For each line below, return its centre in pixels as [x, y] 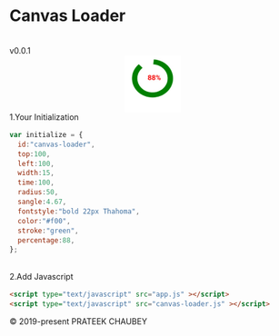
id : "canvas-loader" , [56, 144]
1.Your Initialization [44, 117]
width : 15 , [36, 173]
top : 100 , [34, 154]
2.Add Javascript [41, 277]
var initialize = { [46, 134]
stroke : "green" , [48, 231]
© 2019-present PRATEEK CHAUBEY [79, 321]
